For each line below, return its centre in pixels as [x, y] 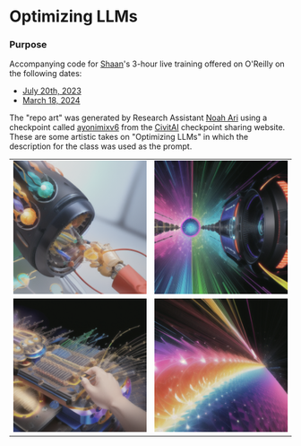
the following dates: [46, 74]
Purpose [28, 45]
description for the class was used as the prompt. [101, 146]
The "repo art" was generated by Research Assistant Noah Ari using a [138, 118]
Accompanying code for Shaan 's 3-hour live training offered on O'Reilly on [147, 64]
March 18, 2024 [51, 101]
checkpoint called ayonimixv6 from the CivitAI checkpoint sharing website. [147, 127]
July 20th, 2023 [52, 91]
